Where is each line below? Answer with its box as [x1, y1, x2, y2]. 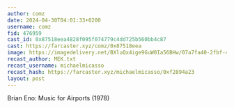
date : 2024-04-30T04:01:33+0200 [7, 17, 101, 24]
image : [7, 49, 26, 56]
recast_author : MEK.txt [7, 56, 77, 63]
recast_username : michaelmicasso [7, 62, 104, 69]
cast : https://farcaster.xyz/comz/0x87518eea [7, 43, 141, 49]
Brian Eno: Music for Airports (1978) [7, 94, 110, 102]
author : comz [7, 10, 45, 17]
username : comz [7, 23, 52, 30]
